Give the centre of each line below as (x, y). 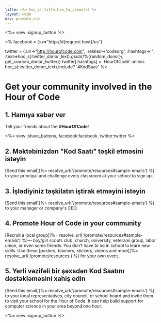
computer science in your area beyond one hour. (54, 306)
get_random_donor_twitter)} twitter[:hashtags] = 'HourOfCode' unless (75, 62)
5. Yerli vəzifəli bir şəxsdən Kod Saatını (65, 271)
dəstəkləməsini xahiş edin (45, 279)
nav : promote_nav (23, 19)
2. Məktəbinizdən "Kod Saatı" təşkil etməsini (74, 151)
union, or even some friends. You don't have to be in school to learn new (78, 245)
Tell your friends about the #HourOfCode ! (47, 127)
